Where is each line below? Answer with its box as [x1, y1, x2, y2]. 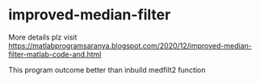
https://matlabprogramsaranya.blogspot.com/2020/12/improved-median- [8, 40, 252, 50]
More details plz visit [8, 32, 78, 42]
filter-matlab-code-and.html [8, 49, 102, 59]
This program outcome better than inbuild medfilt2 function [8, 64, 206, 74]
